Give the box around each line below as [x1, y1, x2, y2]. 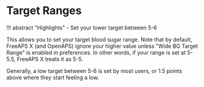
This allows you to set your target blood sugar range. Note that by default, [6, 36, 192, 43]
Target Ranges [6, 4, 82, 18]
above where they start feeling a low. [6, 74, 100, 81]
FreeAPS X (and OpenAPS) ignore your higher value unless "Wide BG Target [6, 42, 199, 50]
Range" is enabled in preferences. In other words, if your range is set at [6, 48, 186, 56]
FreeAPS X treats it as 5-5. [16, 55, 84, 62]
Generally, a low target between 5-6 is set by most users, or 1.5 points [6, 67, 183, 74]
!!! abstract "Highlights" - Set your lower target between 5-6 [6, 24, 158, 31]
